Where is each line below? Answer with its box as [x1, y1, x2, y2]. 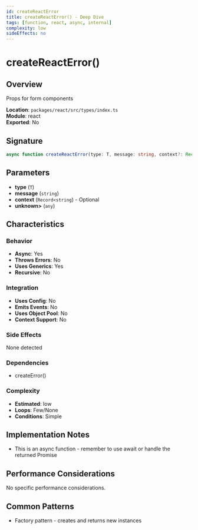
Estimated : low [14, 400, 52, 407]
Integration [6, 284, 39, 292]
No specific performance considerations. [6, 484, 106, 492]
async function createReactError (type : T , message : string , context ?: [6, 151, 183, 157]
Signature [6, 136, 43, 146]
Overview [6, 79, 43, 89]
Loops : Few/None [14, 406, 59, 413]
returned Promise [14, 452, 57, 459]
